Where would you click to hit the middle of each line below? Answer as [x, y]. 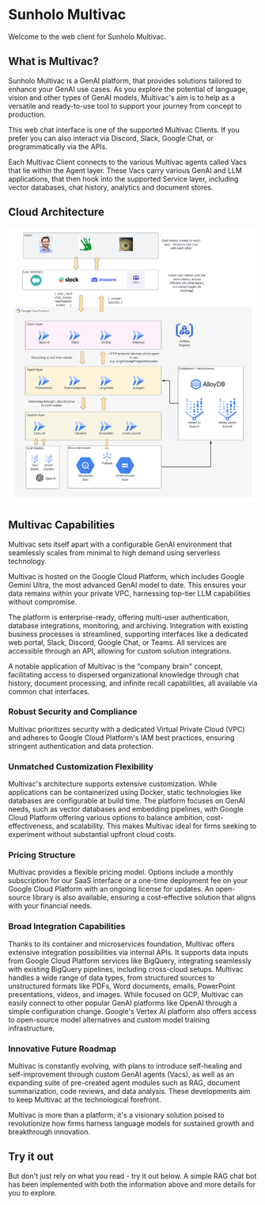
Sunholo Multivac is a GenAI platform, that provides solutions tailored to [125, 80]
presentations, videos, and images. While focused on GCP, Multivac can [126, 994]
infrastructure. [32, 1028]
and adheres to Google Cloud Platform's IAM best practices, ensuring [121, 737]
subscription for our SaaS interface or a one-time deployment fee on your [128, 881]
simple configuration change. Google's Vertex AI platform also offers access [132, 1011]
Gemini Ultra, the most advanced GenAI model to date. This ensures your [127, 585]
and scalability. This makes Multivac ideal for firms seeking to [156, 826]
